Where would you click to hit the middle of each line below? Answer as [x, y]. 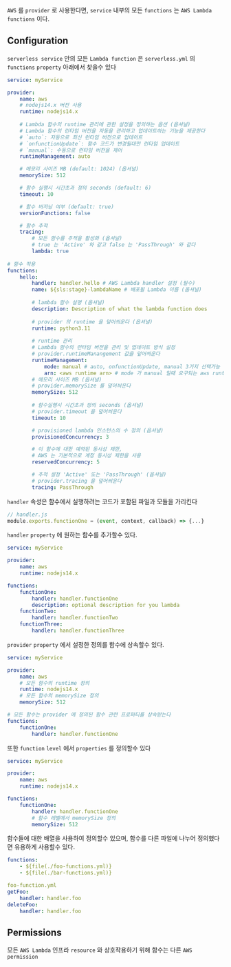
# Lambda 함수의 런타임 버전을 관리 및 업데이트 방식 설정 [103, 348]
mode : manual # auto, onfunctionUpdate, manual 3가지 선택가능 [132, 367]
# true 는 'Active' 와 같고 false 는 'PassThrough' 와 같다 [114, 245]
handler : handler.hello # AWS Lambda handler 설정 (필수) [114, 283]
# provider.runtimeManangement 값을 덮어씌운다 [96, 354]
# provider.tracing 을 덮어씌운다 [77, 481]
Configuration [38, 41]
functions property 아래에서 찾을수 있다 [62, 67]
